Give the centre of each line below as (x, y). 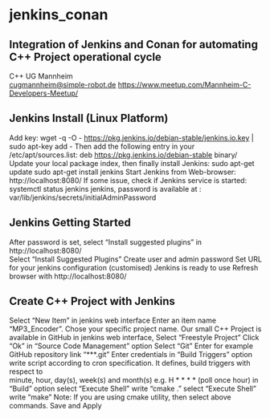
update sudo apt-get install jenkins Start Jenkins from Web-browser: (123, 172)
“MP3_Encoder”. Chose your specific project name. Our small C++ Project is (135, 329)
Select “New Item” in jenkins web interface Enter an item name (112, 321)
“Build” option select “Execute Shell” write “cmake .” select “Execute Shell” (133, 389)
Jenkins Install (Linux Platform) (89, 118)
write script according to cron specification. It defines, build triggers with (130, 363)
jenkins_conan (59, 15)
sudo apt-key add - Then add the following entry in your (102, 146)
